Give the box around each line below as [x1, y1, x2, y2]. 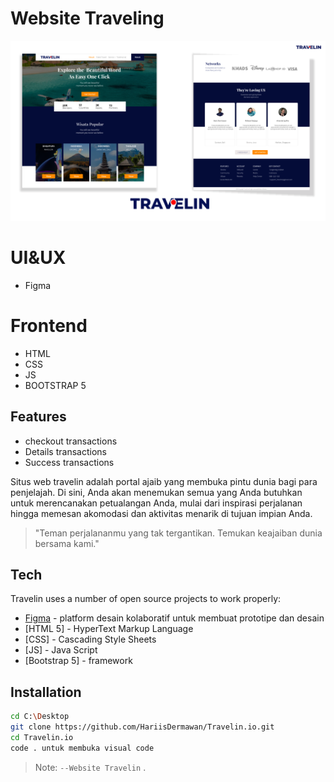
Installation [10, 683, 82, 701]
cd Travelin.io [10, 732, 74, 742]
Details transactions [24, 445, 107, 457]
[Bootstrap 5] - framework [24, 655, 133, 667]
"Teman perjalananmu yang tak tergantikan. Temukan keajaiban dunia [34, 527, 323, 539]
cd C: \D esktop [10, 712, 70, 722]
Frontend [10, 314, 88, 337]
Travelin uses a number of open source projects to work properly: [10, 593, 282, 605]
